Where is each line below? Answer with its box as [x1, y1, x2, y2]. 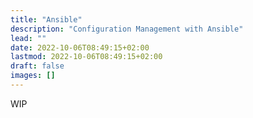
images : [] [10, 71, 56, 81]
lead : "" [10, 33, 47, 43]
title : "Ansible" [10, 14, 83, 25]
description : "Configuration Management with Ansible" [10, 24, 244, 34]
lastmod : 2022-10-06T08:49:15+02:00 [10, 52, 163, 62]
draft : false [10, 61, 65, 71]
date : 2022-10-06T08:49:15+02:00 [10, 42, 150, 53]
